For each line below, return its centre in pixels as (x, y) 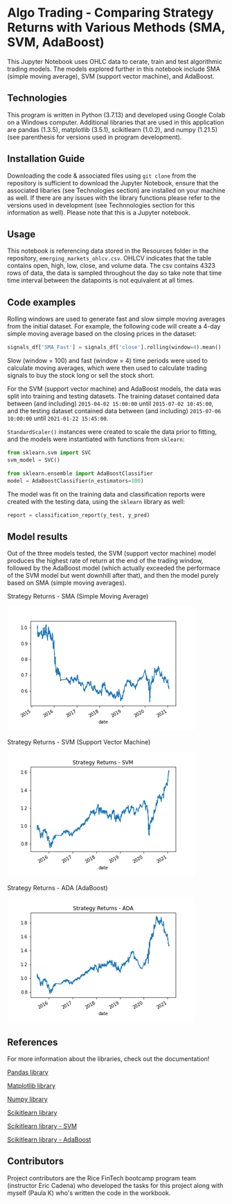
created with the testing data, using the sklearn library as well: (96, 501)
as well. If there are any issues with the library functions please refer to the (114, 198)
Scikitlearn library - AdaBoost (49, 1139)
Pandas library (28, 1072)
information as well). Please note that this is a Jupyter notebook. (99, 212)
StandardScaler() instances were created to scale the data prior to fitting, (112, 432)
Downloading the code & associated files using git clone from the (102, 176)
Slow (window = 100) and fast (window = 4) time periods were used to (107, 361)
